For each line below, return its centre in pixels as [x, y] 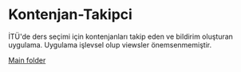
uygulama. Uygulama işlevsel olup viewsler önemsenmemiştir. [110, 44]
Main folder [27, 60]
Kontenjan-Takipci [71, 15]
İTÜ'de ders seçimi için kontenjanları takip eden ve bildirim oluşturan [121, 36]
